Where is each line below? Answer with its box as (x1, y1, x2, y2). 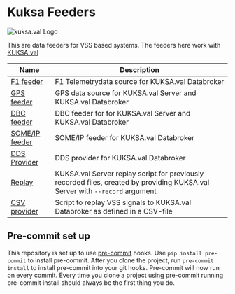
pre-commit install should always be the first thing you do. (7, 278, 175, 287)
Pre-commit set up (7, 230, 91, 242)
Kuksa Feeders (7, 4, 96, 20)
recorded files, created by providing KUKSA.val (55, 177, 210, 187)
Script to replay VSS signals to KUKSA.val (55, 197, 192, 207)
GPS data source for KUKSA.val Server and (55, 88, 197, 98)
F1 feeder (10, 76, 43, 86)
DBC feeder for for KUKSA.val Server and (55, 108, 191, 118)
